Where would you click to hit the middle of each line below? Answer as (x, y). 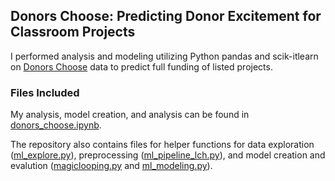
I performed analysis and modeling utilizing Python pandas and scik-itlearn (164, 56)
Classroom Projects (73, 32)
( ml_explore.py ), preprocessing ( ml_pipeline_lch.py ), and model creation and (168, 155)
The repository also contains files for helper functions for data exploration (162, 145)
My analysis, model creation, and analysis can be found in (130, 115)
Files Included (45, 92)
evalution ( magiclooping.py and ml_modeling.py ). (111, 166)
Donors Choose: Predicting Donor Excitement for (166, 16)
